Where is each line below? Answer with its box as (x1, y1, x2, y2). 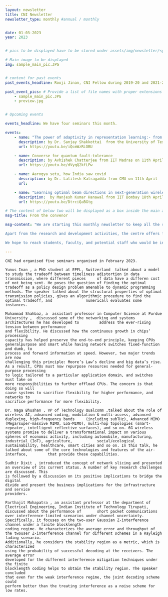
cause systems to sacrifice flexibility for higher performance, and (5, 390, 153, 395)
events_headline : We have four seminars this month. (5, 121, 117, 126)
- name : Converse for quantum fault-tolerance (14, 153, 113, 158)
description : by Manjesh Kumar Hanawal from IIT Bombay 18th (18, 194, 151, 200)
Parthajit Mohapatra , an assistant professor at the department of (5, 500, 151, 505)
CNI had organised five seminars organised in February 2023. (5, 258, 137, 264)
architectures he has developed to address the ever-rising (5, 320, 151, 325)
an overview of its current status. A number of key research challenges (5, 465, 162, 470)
